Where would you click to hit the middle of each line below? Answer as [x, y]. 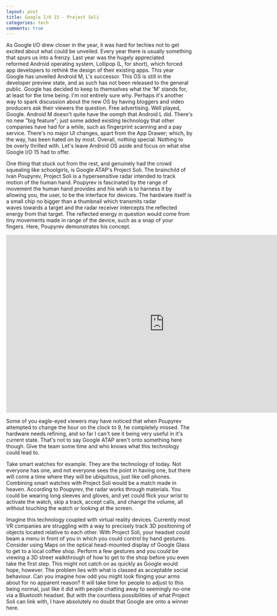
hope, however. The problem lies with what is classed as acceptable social [97, 570]
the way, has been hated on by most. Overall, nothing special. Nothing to [95, 139]
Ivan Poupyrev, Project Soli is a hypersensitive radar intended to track [91, 176]
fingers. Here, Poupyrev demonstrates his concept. [69, 226]
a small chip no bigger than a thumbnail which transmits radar [81, 202]
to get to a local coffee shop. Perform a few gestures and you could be [92, 551]
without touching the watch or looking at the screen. [70, 508]
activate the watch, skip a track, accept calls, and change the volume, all [95, 502]
